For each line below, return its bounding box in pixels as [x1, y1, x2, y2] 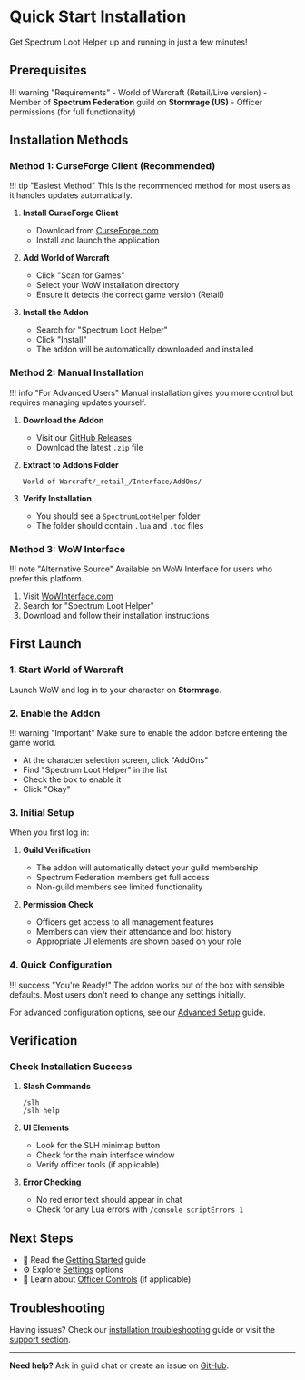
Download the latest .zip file [35, 442, 143, 452]
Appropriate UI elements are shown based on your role [35, 936, 242, 947]
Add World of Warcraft [22, 253, 110, 263]
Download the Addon [22, 414, 104, 425]
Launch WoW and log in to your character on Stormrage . [9, 684, 222, 695]
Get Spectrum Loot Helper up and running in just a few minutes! [9, 36, 248, 47]
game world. [9, 738, 56, 749]
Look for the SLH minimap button [35, 1140, 161, 1151]
